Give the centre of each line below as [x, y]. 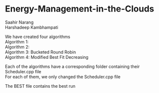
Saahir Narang [19, 22]
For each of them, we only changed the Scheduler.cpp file [63, 77]
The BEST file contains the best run [40, 86]
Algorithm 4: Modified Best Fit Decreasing [47, 57]
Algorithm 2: [17, 47]
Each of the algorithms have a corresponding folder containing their [72, 66]
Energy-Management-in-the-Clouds [80, 9]
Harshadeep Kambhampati [32, 27]
